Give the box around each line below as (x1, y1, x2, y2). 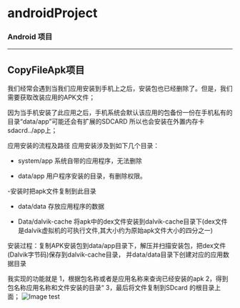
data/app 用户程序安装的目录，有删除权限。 (17, 172, 146, 180)
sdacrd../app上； (7, 126, 58, 135)
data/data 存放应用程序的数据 (17, 202, 105, 211)
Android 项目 (7, 32, 53, 42)
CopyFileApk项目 (7, 64, 85, 76)
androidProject (7, 5, 98, 21)
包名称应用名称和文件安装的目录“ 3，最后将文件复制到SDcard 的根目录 (7, 284, 215, 292)
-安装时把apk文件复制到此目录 (7, 187, 96, 196)
